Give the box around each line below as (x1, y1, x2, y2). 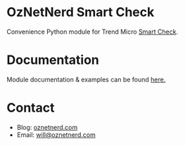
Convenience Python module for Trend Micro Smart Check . (6, 27, 179, 36)
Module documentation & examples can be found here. (6, 75, 166, 84)
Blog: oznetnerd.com (16, 123, 78, 131)
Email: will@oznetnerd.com (16, 131, 96, 139)
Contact (6, 100, 55, 116)
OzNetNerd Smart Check (6, 4, 155, 20)
